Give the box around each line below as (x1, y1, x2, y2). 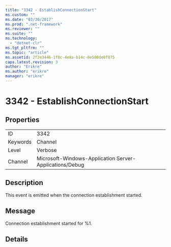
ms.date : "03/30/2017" (5, 17, 53, 22)
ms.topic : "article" (5, 50, 49, 55)
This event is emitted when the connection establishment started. (5, 192, 142, 198)
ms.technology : (5, 36, 38, 41)
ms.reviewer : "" (5, 26, 40, 32)
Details (5, 235, 28, 243)
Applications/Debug (36, 161, 84, 168)
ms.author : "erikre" (5, 69, 49, 74)
